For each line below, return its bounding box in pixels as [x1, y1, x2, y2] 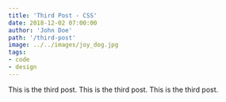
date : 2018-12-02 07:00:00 [8, 19, 98, 27]
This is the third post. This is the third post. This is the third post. [8, 85, 219, 94]
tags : [8, 48, 26, 56]
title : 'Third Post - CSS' [8, 11, 98, 20]
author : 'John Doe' [8, 26, 73, 34]
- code [8, 56, 30, 64]
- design [8, 63, 37, 71]
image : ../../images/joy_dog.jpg [8, 41, 119, 49]
